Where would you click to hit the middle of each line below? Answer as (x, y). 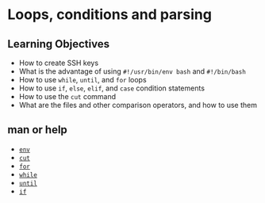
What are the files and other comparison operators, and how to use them (138, 105)
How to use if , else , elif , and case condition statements (112, 88)
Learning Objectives (59, 44)
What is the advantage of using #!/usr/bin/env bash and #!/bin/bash (132, 71)
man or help (38, 130)
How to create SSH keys (59, 63)
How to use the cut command (67, 96)
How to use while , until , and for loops (83, 80)
